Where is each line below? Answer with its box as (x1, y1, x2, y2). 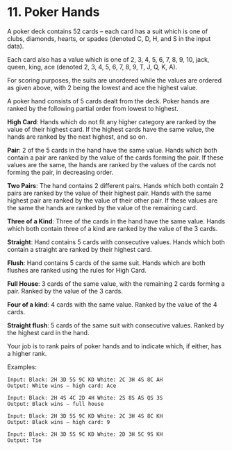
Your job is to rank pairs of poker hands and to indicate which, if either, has (7, 341, 222, 350)
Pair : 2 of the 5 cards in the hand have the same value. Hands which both (7, 146, 217, 154)
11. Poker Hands (7, 4, 100, 20)
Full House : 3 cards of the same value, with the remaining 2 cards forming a (7, 279, 225, 288)
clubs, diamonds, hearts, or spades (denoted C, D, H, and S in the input (7, 34, 211, 42)
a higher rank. (7, 349, 47, 357)
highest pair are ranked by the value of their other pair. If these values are (7, 196, 218, 205)
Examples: (7, 362, 37, 371)
